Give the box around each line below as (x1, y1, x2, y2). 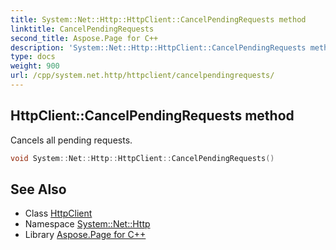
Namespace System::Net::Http (24, 218, 151, 230)
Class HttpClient (24, 207, 93, 220)
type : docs (10, 52, 56, 62)
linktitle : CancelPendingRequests (10, 24, 155, 34)
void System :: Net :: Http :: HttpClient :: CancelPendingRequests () (10, 153, 275, 163)
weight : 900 (10, 61, 60, 71)
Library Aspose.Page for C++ (24, 229, 147, 241)
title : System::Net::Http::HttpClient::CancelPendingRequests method (10, 14, 307, 25)
